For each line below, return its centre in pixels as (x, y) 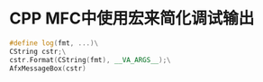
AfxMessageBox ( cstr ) (48, 68)
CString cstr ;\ (38, 51)
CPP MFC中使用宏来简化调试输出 (132, 18)
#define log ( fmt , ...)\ (54, 43)
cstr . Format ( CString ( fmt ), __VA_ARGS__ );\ (90, 59)
